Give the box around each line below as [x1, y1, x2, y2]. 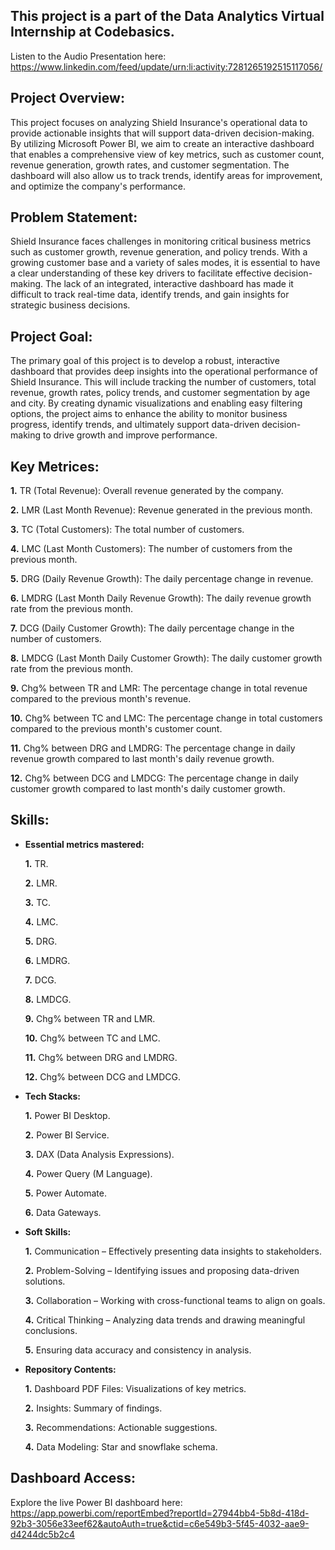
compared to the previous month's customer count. [10, 723, 223, 735]
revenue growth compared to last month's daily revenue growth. [10, 753, 275, 765]
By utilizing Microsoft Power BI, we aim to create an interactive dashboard [10, 137, 315, 149]
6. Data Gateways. [24, 1206, 102, 1218]
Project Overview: [10, 90, 125, 107]
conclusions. [24, 1324, 78, 1336]
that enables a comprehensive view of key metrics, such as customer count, [10, 148, 325, 160]
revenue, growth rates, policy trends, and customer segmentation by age [10, 387, 311, 399]
